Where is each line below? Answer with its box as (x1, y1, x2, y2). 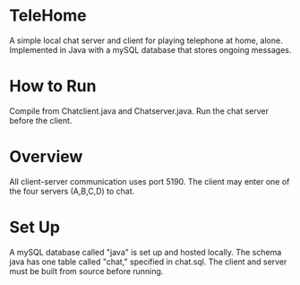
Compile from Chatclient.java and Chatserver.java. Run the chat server (9, 105, 269, 117)
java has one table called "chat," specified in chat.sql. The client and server (9, 256, 287, 267)
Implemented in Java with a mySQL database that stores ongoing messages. (9, 44, 292, 55)
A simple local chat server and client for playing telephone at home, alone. (9, 35, 284, 46)
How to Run (9, 76, 97, 97)
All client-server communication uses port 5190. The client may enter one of (9, 176, 290, 186)
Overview (9, 147, 83, 167)
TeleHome (9, 5, 87, 26)
